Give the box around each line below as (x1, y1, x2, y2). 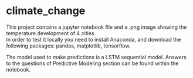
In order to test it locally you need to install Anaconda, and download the (6, 36, 181, 43)
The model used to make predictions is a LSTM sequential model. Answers (6, 53, 187, 60)
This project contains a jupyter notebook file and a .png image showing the (6, 23, 187, 30)
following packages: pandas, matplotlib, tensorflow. (6, 42, 131, 49)
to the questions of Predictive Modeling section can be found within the (6, 60, 179, 67)
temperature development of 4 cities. (6, 29, 96, 36)
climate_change (6, 4, 86, 18)
